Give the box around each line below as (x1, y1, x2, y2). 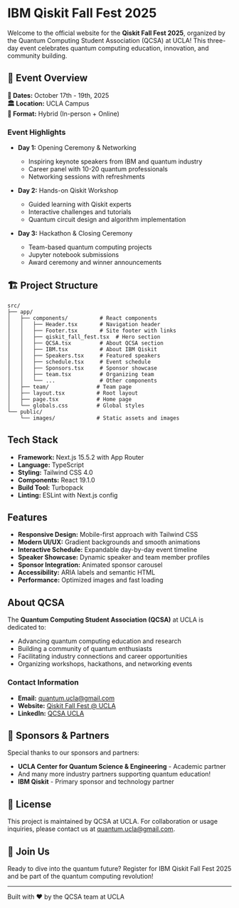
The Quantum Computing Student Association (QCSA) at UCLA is (7, 615, 204, 624)
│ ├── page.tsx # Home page (7, 395, 132, 403)
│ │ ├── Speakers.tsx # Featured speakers (7, 352, 161, 359)
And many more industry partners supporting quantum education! (17, 770, 211, 779)
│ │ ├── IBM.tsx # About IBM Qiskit (7, 345, 158, 353)
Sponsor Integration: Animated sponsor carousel (17, 560, 163, 569)
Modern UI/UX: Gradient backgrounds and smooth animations (17, 538, 201, 547)
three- (207, 36, 226, 44)
